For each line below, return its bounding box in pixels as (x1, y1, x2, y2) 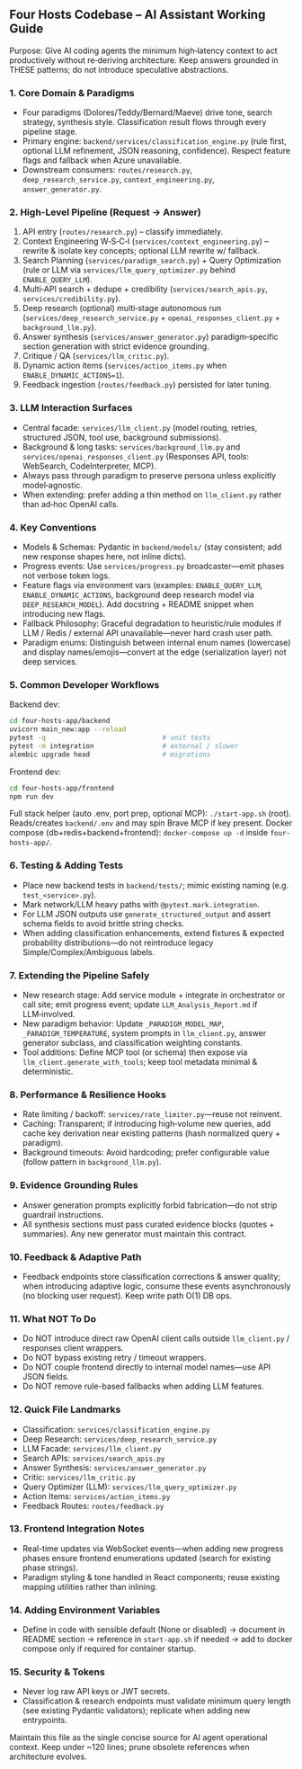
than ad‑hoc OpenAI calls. (22, 498, 120, 509)
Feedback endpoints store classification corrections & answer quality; (22, 1271, 281, 1282)
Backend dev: (9, 699, 60, 710)
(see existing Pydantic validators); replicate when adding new (22, 1705, 251, 1716)
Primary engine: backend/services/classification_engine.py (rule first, (22, 136, 288, 147)
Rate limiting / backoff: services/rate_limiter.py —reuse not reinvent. (22, 1109, 282, 1120)
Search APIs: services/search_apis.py (22, 1452, 165, 1463)
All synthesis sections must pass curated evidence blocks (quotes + (22, 1219, 275, 1229)
